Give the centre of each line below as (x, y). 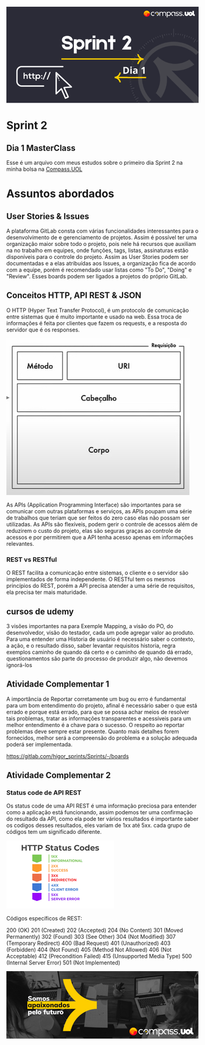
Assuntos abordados (60, 194)
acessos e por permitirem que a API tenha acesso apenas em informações (100, 537)
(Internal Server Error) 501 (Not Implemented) (63, 963)
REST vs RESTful (32, 559)
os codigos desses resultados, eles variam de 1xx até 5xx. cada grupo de (98, 825)
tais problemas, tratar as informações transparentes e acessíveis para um (99, 718)
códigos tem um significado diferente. (54, 832)
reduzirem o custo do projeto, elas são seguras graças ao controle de (94, 530)
